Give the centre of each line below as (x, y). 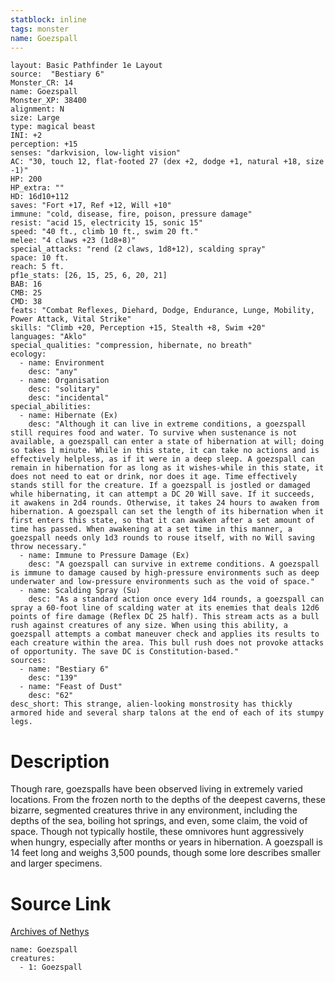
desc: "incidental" (69, 398)
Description (60, 761)
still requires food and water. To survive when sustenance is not (154, 433)
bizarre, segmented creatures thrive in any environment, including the (154, 810)
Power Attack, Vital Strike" (71, 319)
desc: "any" (53, 372)
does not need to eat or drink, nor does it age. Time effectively (154, 477)
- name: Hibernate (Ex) (68, 416)
